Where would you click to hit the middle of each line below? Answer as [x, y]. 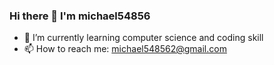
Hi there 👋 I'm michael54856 [80, 16]
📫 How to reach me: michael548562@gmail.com [125, 49]
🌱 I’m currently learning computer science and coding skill [143, 38]
